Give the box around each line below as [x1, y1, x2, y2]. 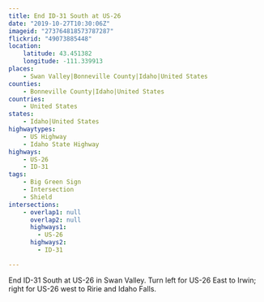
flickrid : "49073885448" [8, 34, 92, 43]
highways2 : [29, 239, 67, 247]
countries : [8, 95, 45, 103]
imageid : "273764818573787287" [8, 27, 114, 35]
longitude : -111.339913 [23, 58, 104, 66]
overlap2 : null [29, 216, 82, 224]
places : [8, 65, 35, 73]
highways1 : [29, 223, 67, 231]
